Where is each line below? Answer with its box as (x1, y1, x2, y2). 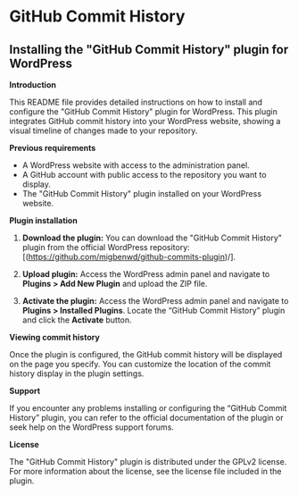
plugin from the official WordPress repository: (21, 242, 190, 252)
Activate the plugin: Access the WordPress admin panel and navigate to (21, 296, 289, 306)
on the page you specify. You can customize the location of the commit (9, 359, 271, 369)
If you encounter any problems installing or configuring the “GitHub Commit (9, 403, 287, 413)
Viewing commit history (9, 332, 100, 342)
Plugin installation (9, 215, 78, 225)
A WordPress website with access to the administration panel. (21, 160, 250, 171)
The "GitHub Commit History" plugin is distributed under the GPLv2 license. (9, 457, 287, 466)
